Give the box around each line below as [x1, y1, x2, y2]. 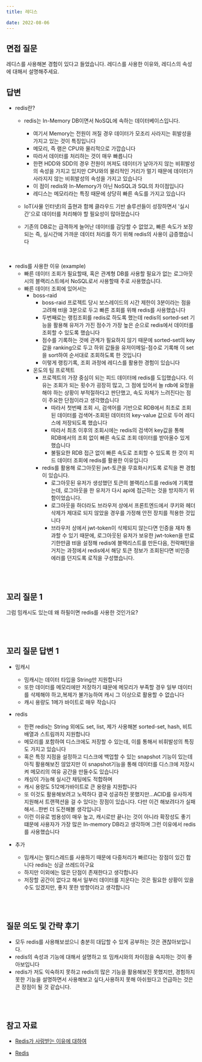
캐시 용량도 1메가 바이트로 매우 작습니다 [23, 698, 116, 706]
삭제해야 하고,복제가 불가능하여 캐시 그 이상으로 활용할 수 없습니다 [30, 691, 185, 698]
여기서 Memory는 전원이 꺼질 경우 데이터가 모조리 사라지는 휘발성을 [32, 130, 192, 137]
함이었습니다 [50, 494, 81, 502]
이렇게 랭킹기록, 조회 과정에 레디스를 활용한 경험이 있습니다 [41, 359, 180, 367]
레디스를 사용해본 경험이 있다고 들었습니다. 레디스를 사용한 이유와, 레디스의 [6, 61, 182, 68]
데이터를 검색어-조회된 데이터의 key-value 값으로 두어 [57, 412, 184, 419]
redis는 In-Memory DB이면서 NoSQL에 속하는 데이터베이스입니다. [23, 117, 180, 124]
